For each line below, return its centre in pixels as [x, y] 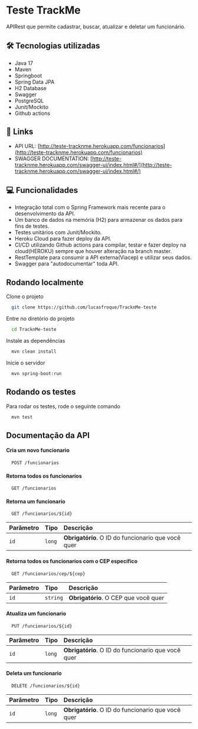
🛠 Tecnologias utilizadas [53, 46]
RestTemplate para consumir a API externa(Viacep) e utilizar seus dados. [103, 258]
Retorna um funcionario [36, 501]
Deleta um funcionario [34, 674]
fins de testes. [32, 226]
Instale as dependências [36, 340]
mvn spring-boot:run [37, 373]
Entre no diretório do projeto [40, 318]
